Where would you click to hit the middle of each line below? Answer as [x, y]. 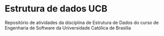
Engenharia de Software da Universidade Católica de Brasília [68, 27]
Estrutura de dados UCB [56, 9]
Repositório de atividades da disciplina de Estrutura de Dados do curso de [82, 22]
